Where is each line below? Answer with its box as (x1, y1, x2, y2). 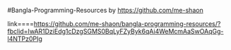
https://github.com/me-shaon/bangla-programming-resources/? (33, 20, 221, 27)
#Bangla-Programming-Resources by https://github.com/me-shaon (7, 6, 203, 14)
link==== (7, 20, 34, 27)
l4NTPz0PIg (7, 35, 42, 43)
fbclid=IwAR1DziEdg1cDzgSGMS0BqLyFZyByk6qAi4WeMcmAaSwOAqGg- (7, 27, 224, 35)
